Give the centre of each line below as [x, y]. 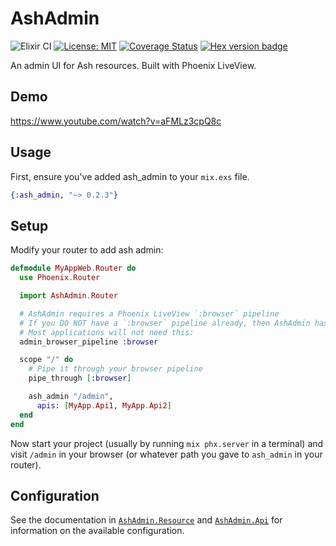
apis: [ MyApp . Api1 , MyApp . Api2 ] [104, 405]
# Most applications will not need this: [107, 332]
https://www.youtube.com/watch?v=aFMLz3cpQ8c [116, 121]
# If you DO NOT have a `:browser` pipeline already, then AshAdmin [165, 323]
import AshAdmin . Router [68, 296]
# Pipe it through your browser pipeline [115, 369]
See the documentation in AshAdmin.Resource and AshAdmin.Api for [146, 520]
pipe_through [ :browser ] [80, 378]
